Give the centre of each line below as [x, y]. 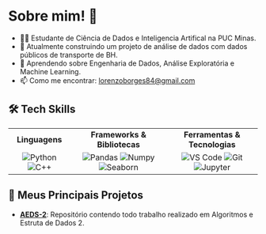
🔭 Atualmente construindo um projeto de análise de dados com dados [133, 46]
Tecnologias [212, 144]
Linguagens [40, 139]
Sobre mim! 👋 [53, 16]
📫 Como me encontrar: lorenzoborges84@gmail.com [107, 80]
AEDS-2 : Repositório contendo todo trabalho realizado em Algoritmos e [136, 214]
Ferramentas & [212, 134]
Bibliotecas [119, 144]
